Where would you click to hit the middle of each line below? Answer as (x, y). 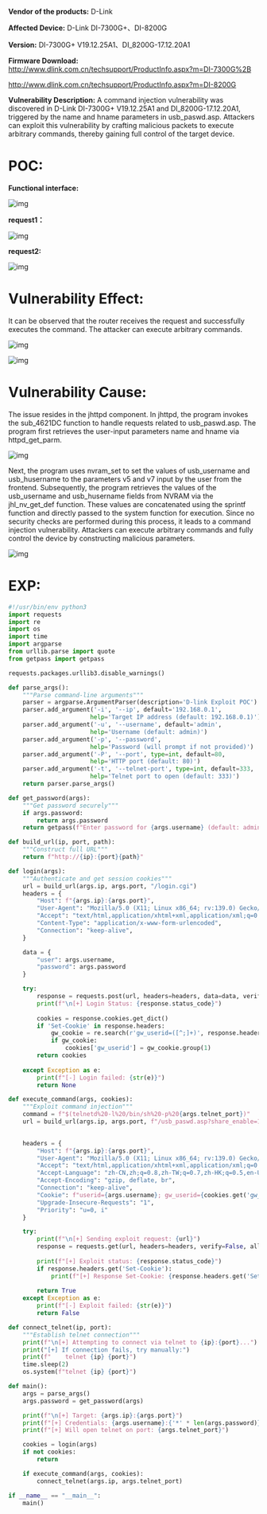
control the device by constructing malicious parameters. (102, 538)
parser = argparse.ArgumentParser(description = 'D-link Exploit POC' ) (140, 702)
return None (57, 1085)
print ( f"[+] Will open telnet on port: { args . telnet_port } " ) (126, 1430)
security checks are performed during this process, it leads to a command (130, 521)
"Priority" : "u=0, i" (73, 1210)
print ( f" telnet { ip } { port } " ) (79, 1357)
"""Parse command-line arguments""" (83, 695)
